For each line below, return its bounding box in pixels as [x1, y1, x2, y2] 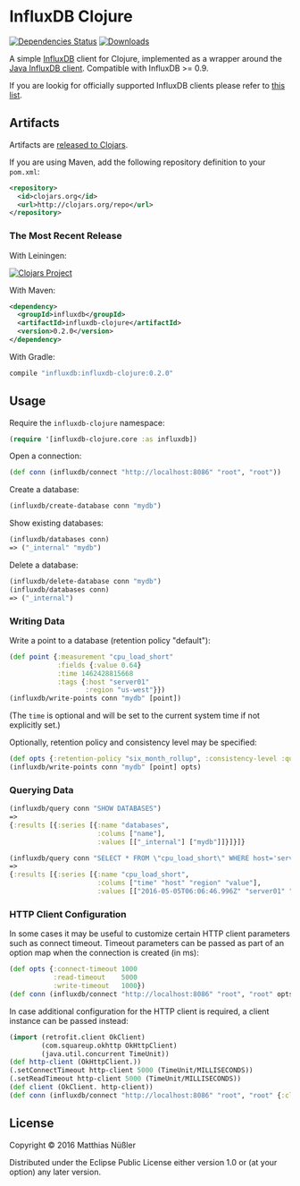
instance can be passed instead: [9, 1015, 129, 1026]
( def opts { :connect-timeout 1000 [9, 965, 138, 974]
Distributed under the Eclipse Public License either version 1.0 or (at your [9, 1156, 278, 1167]
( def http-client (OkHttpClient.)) [9, 1058, 142, 1067]
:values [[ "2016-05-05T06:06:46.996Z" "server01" [96, 887, 286, 896]
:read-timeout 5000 [53, 973, 138, 982]
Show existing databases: [9, 517, 104, 529]
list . [9, 90, 22, 100]
